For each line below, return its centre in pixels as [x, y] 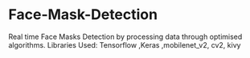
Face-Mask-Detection [83, 15]
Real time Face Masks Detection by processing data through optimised [125, 37]
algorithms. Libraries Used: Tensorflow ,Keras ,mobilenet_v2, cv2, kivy [125, 44]
